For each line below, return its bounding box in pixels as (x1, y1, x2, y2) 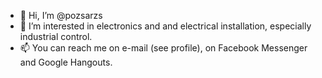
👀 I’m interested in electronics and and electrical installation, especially (19, 20, 312, 32)
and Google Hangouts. (19, 56, 113, 68)
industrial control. (19, 31, 93, 42)
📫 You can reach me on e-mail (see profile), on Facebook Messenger (19, 42, 308, 54)
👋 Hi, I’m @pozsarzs (19, 10, 103, 21)
